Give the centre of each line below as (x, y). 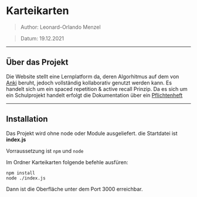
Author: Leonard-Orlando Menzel (60, 27)
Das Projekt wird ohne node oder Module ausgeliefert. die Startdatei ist (92, 133)
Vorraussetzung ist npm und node (45, 151)
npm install (21, 173)
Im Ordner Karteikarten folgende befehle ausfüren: (67, 162)
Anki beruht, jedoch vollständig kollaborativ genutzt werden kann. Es (89, 83)
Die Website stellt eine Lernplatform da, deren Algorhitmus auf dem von (93, 76)
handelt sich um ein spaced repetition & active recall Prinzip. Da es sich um (97, 89)
